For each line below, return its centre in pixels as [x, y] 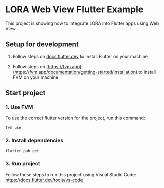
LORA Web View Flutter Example [74, 9]
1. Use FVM [19, 107]
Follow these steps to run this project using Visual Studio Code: [71, 174]
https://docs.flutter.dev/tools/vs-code [44, 180]
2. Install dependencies [34, 141]
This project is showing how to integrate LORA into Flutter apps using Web [82, 23]
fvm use [13, 128]
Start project [25, 93]
